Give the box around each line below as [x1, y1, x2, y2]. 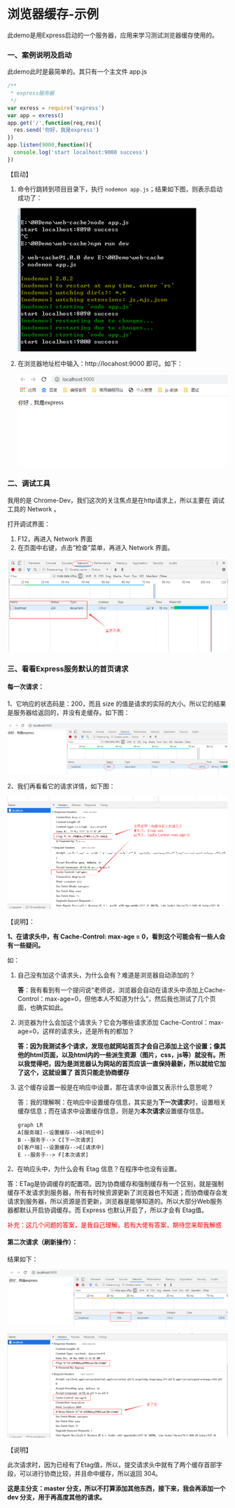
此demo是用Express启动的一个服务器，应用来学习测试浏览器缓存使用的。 [7, 31, 219, 39]
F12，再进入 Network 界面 [17, 534, 93, 543]
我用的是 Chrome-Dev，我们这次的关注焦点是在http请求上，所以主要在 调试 [7, 496, 225, 504]
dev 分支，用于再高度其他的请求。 [7, 1493, 106, 1501]
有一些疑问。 [7, 941, 44, 949]
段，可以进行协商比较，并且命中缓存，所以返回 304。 [7, 1469, 162, 1477]
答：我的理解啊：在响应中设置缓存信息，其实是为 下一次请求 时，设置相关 [17, 1098, 226, 1106]
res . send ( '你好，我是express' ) [13, 127, 99, 134]
